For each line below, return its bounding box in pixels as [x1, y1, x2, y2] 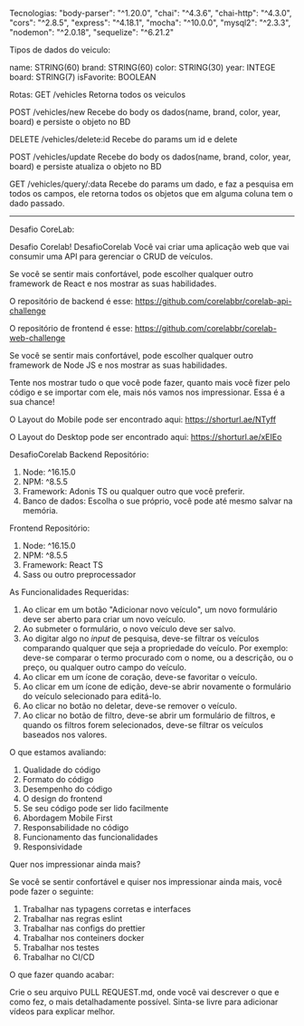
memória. [22, 505, 59, 515]
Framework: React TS [22, 560, 104, 570]
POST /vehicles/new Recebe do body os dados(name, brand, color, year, [9, 107, 281, 117]
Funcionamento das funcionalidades [22, 832, 158, 842]
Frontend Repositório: [9, 523, 90, 533]
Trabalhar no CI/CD [22, 952, 95, 963]
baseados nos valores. [22, 729, 108, 740]
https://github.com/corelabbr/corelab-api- [135, 296, 292, 306]
